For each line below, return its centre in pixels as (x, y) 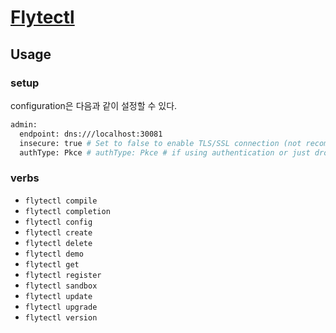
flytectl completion (67, 211)
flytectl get (52, 264)
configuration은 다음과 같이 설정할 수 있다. (94, 105)
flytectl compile (61, 201)
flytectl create (58, 232)
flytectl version (61, 317)
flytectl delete (58, 243)
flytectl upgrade (61, 307)
